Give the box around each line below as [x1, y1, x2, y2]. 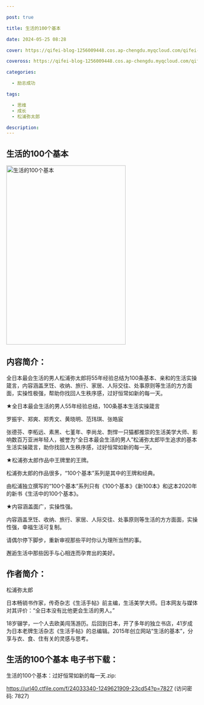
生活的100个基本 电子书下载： [6, 654, 118, 665]
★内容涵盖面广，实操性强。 [6, 503, 76, 510]
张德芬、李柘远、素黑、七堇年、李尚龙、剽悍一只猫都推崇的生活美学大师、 [6, 428, 192, 435]
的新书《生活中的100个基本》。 [6, 489, 82, 497]
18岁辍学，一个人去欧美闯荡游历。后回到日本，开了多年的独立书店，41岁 [6, 619, 188, 627]
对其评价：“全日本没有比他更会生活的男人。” [6, 606, 115, 614]
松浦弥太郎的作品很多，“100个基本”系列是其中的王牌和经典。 [6, 469, 158, 477]
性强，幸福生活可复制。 [6, 523, 65, 530]
